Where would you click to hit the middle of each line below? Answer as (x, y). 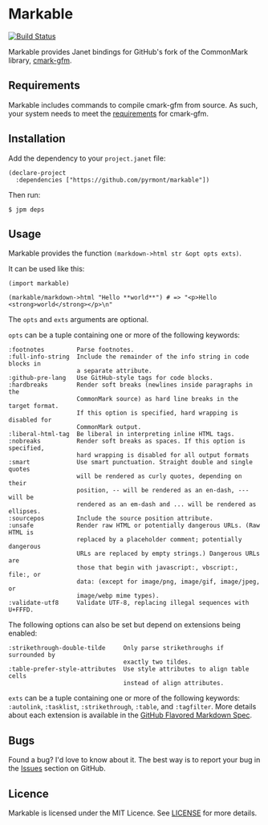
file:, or (25, 575)
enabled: (23, 633)
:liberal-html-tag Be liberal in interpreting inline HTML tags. (122, 435)
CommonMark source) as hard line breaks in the (158, 399)
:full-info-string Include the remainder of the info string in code (129, 357)
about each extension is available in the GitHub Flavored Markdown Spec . (130, 715)
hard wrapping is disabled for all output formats (163, 455)
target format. (34, 406)
